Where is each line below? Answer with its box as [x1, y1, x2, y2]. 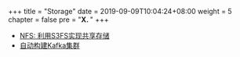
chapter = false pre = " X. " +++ [8, 15, 110, 24]
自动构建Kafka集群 [19, 41, 80, 50]
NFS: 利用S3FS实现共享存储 [19, 31, 110, 40]
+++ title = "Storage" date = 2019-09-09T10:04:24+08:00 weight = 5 [8, 7, 233, 16]
